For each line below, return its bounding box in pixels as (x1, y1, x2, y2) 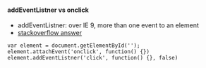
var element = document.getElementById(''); (7, 42, 140, 49)
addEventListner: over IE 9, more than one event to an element (17, 21, 200, 29)
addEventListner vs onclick (7, 6, 90, 14)
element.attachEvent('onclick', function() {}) (7, 48, 150, 55)
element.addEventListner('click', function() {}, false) (7, 55, 178, 62)
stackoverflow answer (17, 29, 83, 37)
